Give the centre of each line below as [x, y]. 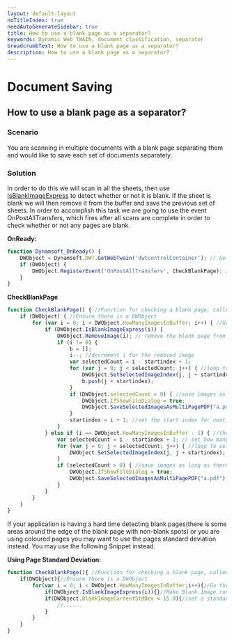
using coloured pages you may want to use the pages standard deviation [112, 539]
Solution [22, 173]
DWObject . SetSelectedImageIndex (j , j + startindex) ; [148, 453]
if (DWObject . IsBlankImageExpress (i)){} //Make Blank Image [130, 592]
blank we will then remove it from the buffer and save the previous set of [111, 203]
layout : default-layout [42, 14]
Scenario [23, 132]
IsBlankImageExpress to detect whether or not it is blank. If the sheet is [109, 196]
